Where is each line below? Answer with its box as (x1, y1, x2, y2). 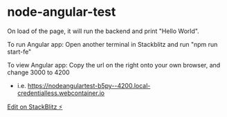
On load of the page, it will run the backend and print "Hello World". (7, 27, 199, 35)
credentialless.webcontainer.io (17, 89, 105, 97)
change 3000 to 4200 (7, 68, 71, 76)
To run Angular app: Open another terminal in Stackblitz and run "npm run (7, 40, 218, 48)
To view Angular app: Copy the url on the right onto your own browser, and (7, 61, 221, 69)
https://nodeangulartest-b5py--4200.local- (27, 81, 151, 89)
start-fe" (7, 47, 32, 56)
